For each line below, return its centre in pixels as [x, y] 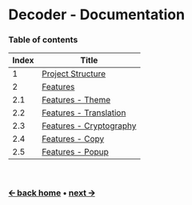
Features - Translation [84, 113]
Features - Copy [73, 139]
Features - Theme [76, 100]
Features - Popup [76, 152]
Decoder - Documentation [97, 15]
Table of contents [43, 40]
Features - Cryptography [89, 126]
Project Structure [74, 74]
